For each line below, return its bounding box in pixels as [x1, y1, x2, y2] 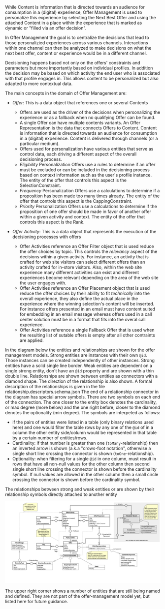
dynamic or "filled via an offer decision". [5, 25, 87, 31]
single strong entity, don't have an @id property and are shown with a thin [5, 368, 154, 373]
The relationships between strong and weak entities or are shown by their [5, 487, 155, 492]
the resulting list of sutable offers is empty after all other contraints [19, 332, 155, 338]
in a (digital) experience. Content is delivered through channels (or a [19, 135, 158, 141]
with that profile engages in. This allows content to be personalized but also [5, 76, 159, 81]
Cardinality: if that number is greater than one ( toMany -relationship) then [12, 440, 159, 446]
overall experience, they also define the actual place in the [19, 296, 138, 302]
